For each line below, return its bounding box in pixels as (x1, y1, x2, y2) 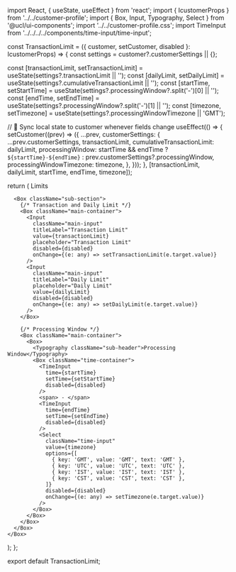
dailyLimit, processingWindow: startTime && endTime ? (7, 145, 169, 153)
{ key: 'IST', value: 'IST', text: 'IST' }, (52, 468, 186, 475)
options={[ (45, 450, 78, 457)
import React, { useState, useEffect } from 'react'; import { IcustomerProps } (7, 6, 230, 14)
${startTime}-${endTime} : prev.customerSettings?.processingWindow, (7, 153, 215, 161)
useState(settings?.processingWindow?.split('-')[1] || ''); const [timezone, (7, 101, 221, 109)
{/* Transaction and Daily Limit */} (20, 202, 132, 209)
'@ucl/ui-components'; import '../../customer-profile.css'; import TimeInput (7, 21, 226, 29)
